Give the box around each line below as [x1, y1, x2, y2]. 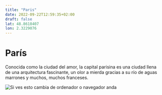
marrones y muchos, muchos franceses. [5, 74, 88, 80]
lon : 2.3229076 [5, 26, 37, 31]
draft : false [5, 16, 32, 21]
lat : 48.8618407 [5, 21, 39, 26]
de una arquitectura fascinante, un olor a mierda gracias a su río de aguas [5, 69, 157, 75]
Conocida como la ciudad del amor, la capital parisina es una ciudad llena [5, 64, 156, 70]
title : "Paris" [5, 7, 37, 12]
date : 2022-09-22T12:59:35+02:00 [5, 12, 75, 17]
